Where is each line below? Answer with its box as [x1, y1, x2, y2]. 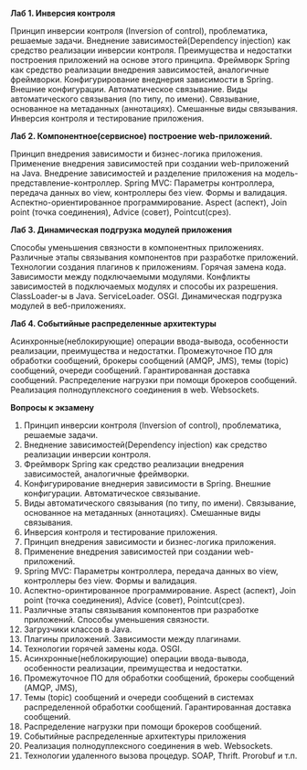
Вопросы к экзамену [10, 402, 95, 412]
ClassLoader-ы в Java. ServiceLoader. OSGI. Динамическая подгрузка [10, 291, 282, 301]
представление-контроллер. [10, 177, 122, 188]
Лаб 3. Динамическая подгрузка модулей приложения [10, 224, 232, 235]
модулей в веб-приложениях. [10, 301, 127, 311]
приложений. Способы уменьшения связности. [23, 615, 209, 625]
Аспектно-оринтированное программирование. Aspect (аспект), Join [23, 585, 296, 595]
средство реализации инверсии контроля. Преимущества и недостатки [10, 45, 292, 56]
